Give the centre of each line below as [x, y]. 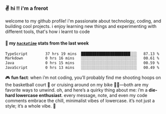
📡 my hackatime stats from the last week [47, 43]
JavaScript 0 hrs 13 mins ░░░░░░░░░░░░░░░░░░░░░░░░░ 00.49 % [82, 68]
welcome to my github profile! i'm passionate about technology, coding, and [83, 21]
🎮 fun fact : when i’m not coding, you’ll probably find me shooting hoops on [83, 77]
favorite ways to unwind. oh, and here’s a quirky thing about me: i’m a [77, 90]
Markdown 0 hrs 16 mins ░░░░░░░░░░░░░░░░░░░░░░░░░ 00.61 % [82, 58]
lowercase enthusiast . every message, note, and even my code [82, 95]
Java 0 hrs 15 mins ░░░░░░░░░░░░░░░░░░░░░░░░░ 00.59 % [82, 63]
